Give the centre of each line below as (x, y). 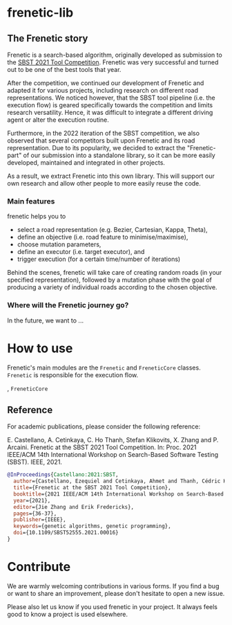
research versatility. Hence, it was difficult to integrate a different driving (110, 112)
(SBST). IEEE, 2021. (35, 462)
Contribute (39, 567)
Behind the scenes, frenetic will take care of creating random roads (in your (115, 273)
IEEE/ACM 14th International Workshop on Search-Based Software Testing (113, 455)
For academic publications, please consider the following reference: (104, 426)
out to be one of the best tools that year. (64, 70)
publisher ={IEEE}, (40, 520)
